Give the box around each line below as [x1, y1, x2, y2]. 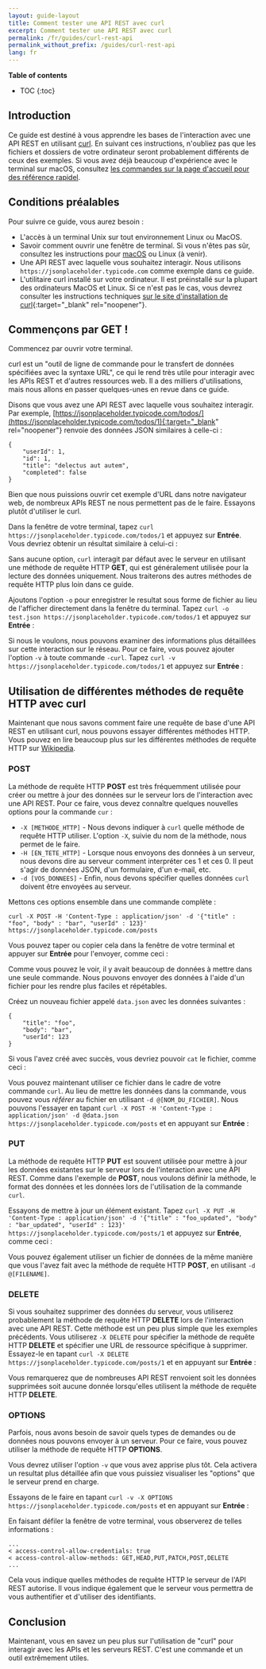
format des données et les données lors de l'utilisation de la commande [8, 1182, 242, 1191]
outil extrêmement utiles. [8, 1653, 90, 1663]
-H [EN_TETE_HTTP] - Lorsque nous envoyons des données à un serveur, [19, 847, 256, 857]
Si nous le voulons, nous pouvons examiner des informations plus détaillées [8, 636, 256, 646]
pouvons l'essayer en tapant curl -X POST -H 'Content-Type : [8, 1103, 213, 1112]
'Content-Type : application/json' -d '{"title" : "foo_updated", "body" [8, 1214, 258, 1222]
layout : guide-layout [8, 11, 80, 20]
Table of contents [8, 71, 67, 80]
